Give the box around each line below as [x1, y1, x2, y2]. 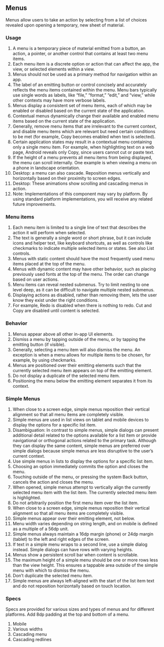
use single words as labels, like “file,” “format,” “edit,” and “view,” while [12, 92, 156, 98]
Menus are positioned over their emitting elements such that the [12, 362, 142, 368]
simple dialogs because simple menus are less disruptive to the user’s [12, 448, 153, 454]
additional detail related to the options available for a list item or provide [12, 432, 157, 438]
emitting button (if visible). [12, 341, 66, 347]
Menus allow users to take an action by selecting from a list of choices [5, 17, 147, 22]
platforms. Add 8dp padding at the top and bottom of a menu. [5, 611, 129, 618]
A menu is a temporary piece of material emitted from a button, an [12, 45, 146, 51]
